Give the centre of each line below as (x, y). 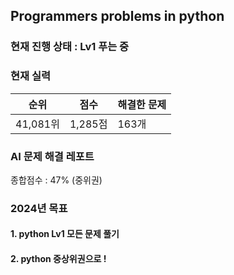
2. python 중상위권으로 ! (58, 259)
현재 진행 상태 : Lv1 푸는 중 (70, 47)
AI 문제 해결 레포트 (52, 156)
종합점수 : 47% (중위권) (56, 180)
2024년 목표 (39, 208)
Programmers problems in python (117, 16)
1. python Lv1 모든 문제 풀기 (65, 234)
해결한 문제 (142, 104)
